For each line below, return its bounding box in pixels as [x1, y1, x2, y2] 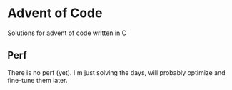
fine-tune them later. [7, 76, 68, 84]
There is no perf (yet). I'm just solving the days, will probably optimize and [7, 68, 226, 76]
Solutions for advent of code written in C [7, 29, 127, 37]
